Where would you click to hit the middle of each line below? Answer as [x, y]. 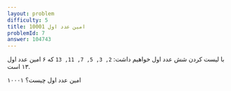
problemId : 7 [26, 33]
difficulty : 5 [28, 20]
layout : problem [31, 14]
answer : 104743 [29, 40]
